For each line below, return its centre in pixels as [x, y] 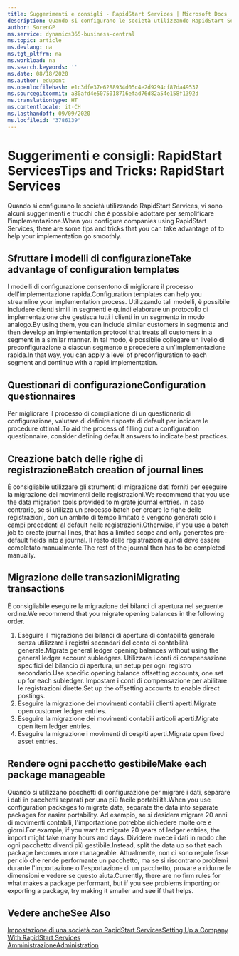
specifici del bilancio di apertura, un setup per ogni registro [104, 665]
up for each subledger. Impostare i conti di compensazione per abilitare [122, 680]
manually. [21, 555]
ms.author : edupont [36, 80]
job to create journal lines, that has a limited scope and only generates [110, 532]
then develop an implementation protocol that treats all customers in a [110, 332]
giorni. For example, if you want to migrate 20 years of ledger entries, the [114, 830]
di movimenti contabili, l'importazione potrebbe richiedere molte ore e [110, 822]
